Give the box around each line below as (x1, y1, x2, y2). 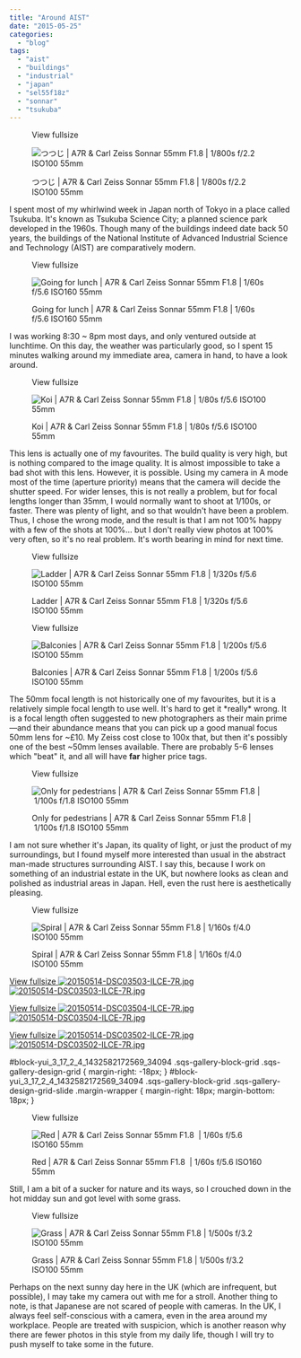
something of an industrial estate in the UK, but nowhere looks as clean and (9, 868, 288, 880)
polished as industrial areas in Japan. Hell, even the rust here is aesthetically (9, 878, 292, 889)
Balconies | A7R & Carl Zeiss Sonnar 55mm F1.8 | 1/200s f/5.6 (31, 667, 258, 678)
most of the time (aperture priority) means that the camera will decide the (9, 477, 280, 487)
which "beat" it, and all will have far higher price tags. (9, 751, 208, 762)
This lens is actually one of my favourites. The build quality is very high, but (9, 448, 288, 459)
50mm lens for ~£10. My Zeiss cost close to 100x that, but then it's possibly (9, 732, 288, 743)
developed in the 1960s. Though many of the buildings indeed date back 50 (9, 223, 288, 234)
